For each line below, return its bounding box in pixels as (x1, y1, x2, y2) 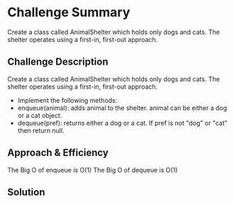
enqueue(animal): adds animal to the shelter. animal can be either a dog (17, 104, 228, 112)
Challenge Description (7, 56, 108, 68)
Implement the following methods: (17, 96, 118, 104)
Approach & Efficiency (7, 147, 108, 159)
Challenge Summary (7, 4, 130, 21)
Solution (7, 186, 45, 198)
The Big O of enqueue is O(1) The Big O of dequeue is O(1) (7, 165, 178, 174)
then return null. (17, 126, 65, 135)
